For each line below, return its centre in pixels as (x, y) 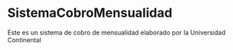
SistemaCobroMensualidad (90, 13)
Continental (24, 39)
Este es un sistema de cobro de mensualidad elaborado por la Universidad (116, 32)
